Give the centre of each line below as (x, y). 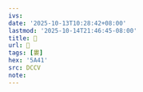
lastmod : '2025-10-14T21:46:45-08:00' (73, 30)
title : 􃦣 (23, 38)
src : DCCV (25, 68)
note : (17, 75)
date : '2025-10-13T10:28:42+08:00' (68, 23)
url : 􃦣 (19, 46)
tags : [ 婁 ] (26, 53)
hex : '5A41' (28, 61)
